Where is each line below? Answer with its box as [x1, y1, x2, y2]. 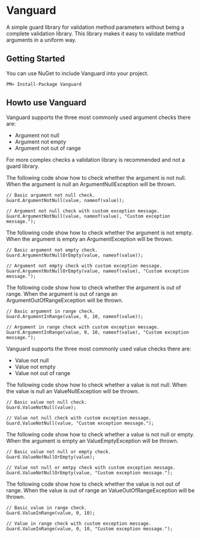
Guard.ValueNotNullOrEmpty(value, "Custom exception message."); [6, 469, 173, 475]
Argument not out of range [14, 144, 81, 151]
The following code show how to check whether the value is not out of [6, 480, 181, 488]
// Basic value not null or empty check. [6, 448, 112, 454]
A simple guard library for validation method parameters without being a [6, 23, 184, 31]
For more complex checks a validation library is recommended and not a [6, 156, 185, 163]
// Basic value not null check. [6, 399, 87, 405]
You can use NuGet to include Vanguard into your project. [6, 70, 149, 77]
